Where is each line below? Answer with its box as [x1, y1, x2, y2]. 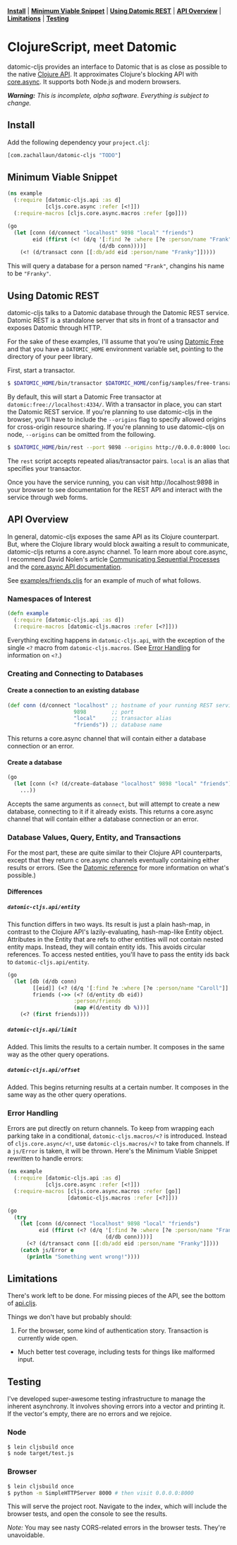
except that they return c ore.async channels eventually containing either [7, 856, 220, 865]
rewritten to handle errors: [7, 1154, 83, 1163]
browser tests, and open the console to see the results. [7, 1510, 168, 1518]
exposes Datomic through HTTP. [7, 324, 102, 332]
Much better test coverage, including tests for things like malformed [17, 1347, 215, 1356]
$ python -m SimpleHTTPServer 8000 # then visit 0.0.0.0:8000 [7, 1489, 194, 1497]
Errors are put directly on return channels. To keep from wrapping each [7, 1124, 214, 1133]
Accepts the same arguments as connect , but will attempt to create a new [7, 800, 220, 809]
